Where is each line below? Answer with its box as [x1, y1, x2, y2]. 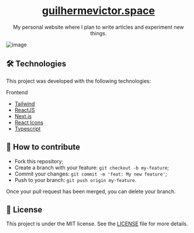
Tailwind [14, 100, 35, 107]
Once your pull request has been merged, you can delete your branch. [6, 188, 176, 195]
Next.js [14, 113, 32, 120]
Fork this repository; [14, 157, 63, 165]
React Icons [14, 119, 44, 126]
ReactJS [14, 106, 35, 113]
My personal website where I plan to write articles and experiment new [12, 23, 185, 31]
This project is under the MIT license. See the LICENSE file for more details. [6, 220, 189, 227]
